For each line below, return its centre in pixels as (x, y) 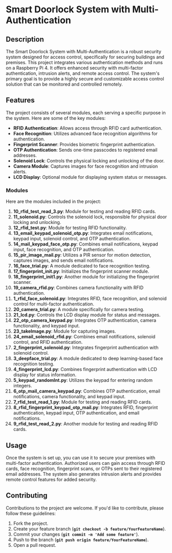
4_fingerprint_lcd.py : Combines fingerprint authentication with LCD (85, 370)
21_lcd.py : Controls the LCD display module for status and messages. (87, 315)
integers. (23, 386)
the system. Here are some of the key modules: (56, 118)
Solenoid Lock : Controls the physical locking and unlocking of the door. (89, 160)
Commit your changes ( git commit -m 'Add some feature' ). (76, 534)
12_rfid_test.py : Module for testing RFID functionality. (70, 228)
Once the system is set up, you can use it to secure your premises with (81, 458)
